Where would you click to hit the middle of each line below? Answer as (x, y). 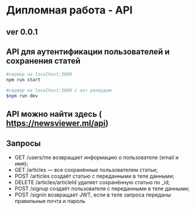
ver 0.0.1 (22, 32)
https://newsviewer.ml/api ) (57, 123)
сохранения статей (43, 61)
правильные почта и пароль (50, 201)
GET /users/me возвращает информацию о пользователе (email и (97, 157)
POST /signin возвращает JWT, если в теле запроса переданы (93, 195)
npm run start (23, 80)
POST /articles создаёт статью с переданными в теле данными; (94, 176)
